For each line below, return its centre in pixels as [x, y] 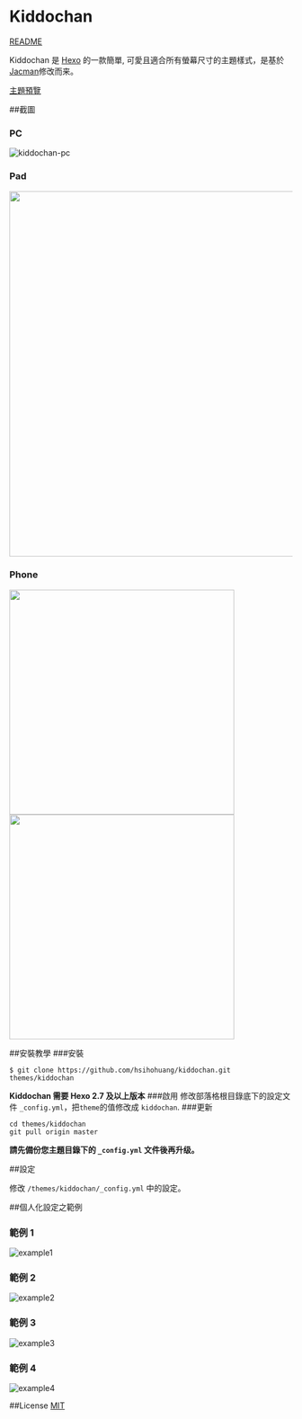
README [26, 41]
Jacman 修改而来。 [44, 71]
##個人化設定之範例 [46, 1207]
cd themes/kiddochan [48, 1124]
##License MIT [37, 1406]
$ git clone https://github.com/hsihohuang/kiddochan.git [120, 1070]
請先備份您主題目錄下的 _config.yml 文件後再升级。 [104, 1149]
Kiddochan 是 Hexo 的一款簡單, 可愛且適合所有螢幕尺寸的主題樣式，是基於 [147, 59]
